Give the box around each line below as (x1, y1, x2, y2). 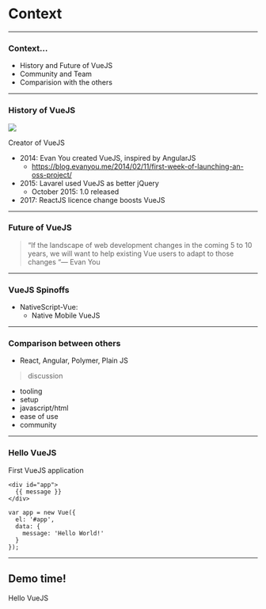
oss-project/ (31, 169, 73, 179)
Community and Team (19, 69, 93, 79)
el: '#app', (15, 516, 55, 523)
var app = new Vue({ (8, 508, 77, 516)
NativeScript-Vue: (19, 303, 78, 312)
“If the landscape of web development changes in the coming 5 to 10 (27, 240, 253, 249)
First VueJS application (8, 465, 85, 475)
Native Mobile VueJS (31, 310, 101, 321)
